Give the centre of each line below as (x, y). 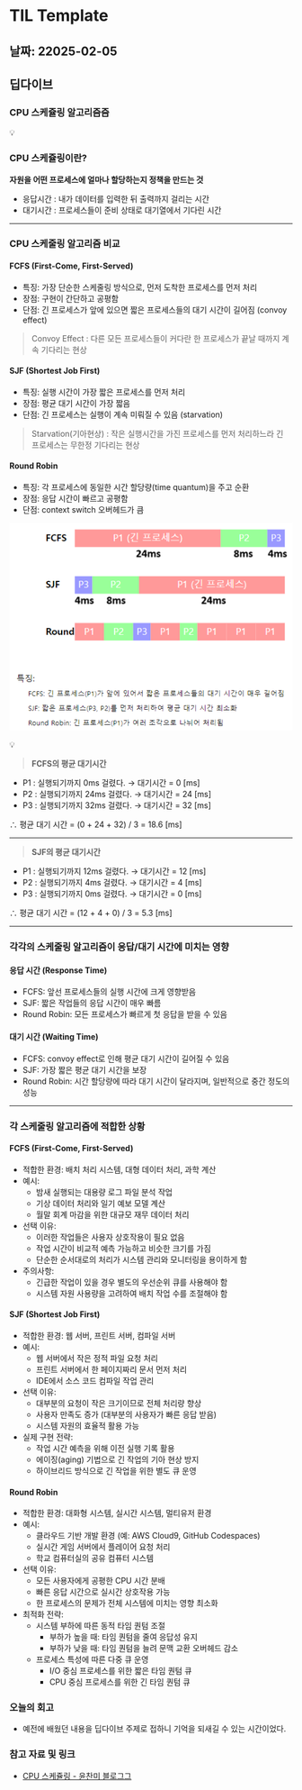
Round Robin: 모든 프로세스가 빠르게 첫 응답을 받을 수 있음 (124, 1014)
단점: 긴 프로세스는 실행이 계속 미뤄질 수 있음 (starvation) (122, 414)
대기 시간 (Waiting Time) (54, 1037)
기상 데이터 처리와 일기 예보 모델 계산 (101, 1203)
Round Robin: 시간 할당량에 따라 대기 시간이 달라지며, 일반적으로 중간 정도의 (156, 1081)
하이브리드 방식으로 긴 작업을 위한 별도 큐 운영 (116, 1470)
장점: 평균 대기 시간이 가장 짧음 (76, 403)
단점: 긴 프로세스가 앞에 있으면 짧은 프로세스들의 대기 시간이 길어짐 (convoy (155, 309)
